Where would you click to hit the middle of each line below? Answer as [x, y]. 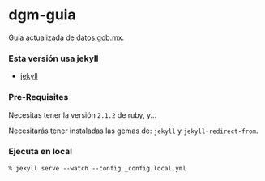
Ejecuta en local [41, 152]
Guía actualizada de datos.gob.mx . [66, 37]
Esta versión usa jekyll [53, 58]
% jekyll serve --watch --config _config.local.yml [97, 168]
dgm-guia [42, 15]
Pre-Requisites [38, 97]
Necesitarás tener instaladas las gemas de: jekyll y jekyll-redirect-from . [133, 131]
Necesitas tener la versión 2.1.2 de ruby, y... [83, 114]
